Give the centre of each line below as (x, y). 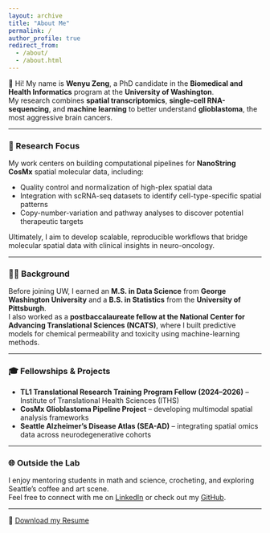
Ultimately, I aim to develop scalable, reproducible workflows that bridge (128, 237)
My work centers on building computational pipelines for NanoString (122, 163)
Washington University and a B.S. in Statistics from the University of (125, 300)
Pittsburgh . (27, 308)
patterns (34, 205)
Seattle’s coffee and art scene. (59, 489)
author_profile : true (45, 38)
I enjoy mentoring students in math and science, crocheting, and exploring (131, 480)
